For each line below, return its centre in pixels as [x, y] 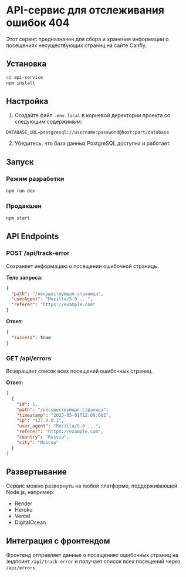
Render [23, 503]
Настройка [27, 101]
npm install [21, 83]
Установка [26, 64]
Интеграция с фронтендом [58, 541]
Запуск [20, 162]
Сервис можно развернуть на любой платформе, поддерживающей [92, 486]
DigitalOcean [30, 522]
